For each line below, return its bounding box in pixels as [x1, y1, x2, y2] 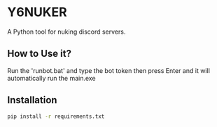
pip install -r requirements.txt [7, 113, 105, 120]
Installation [7, 94, 57, 106]
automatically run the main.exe [7, 74, 96, 82]
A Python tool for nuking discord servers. [7, 27, 126, 36]
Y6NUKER [7, 4, 68, 20]
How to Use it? [7, 48, 72, 60]
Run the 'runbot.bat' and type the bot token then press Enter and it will [7, 66, 210, 74]
